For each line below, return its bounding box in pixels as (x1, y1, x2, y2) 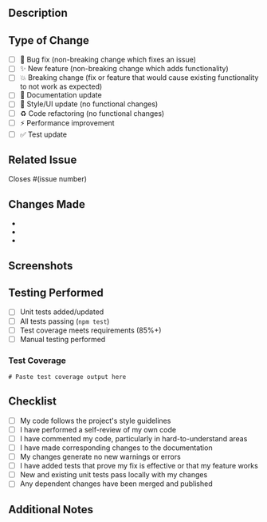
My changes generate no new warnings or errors (19, 452, 181, 462)
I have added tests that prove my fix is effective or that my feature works (19, 461, 259, 471)
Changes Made (8, 197, 85, 211)
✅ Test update (19, 130, 68, 139)
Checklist (8, 395, 57, 408)
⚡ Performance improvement (19, 118, 115, 127)
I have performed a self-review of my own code (19, 424, 177, 434)
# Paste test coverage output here (8, 373, 127, 381)
